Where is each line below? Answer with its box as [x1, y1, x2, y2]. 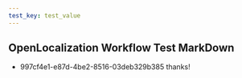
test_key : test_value [8, 11, 81, 20]
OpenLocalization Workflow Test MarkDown [8, 41, 235, 55]
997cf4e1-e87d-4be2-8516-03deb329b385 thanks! [19, 62, 191, 72]
